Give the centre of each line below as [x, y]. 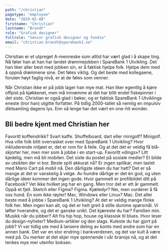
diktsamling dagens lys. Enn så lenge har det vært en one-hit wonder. [77, 108]
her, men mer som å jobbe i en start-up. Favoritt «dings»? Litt [85, 152]
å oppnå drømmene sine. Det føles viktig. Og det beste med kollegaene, [79, 72]
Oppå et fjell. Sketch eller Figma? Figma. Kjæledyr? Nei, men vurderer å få [81, 189]
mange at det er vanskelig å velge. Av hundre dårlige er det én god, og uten [83, 173]
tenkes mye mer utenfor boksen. [39, 242]
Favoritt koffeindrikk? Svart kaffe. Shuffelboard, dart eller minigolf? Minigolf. [83, 136]
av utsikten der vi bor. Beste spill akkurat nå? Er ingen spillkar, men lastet [80, 163]
